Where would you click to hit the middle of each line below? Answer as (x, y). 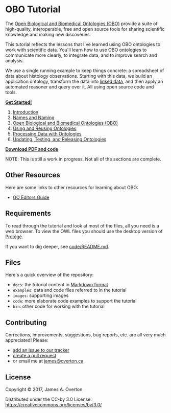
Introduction (26, 112)
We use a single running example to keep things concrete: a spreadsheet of (85, 71)
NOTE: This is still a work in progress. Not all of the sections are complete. (83, 159)
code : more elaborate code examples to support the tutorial (75, 301)
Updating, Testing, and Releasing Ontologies (59, 139)
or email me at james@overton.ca (48, 361)
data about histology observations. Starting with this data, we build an (79, 76)
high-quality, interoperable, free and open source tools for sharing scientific (85, 29)
